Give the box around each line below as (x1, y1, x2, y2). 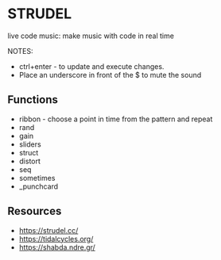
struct (18, 147, 39, 157)
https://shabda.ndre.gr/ (18, 243, 96, 252)
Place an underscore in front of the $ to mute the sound (18, 70, 202, 79)
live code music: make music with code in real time (7, 31, 174, 40)
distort (18, 156, 41, 166)
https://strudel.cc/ (18, 225, 79, 235)
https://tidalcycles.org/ (18, 234, 94, 243)
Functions (7, 93, 59, 107)
